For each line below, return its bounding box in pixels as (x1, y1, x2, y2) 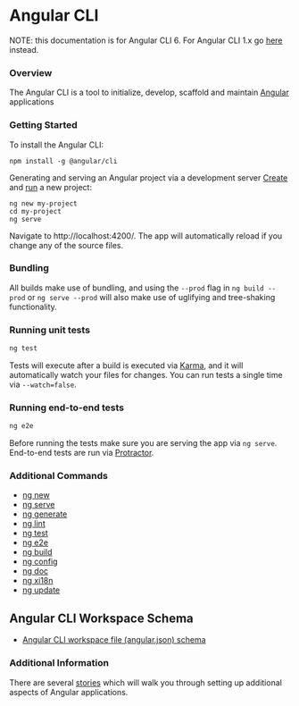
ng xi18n (21, 576, 54, 586)
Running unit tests (9, 324, 91, 336)
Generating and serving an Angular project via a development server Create (9, 172, 288, 183)
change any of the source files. (9, 240, 124, 250)
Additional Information (9, 657, 110, 669)
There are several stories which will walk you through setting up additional (9, 677, 283, 688)
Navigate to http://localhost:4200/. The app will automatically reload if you (9, 230, 283, 241)
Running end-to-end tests (9, 401, 125, 414)
